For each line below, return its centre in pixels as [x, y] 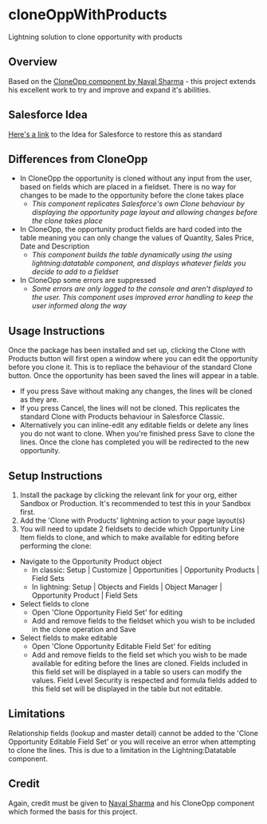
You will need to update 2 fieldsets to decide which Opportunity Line [132, 529]
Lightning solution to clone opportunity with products [96, 37]
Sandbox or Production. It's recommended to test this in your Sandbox [135, 504]
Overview [33, 62]
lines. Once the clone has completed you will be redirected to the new [134, 442]
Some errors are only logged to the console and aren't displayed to [142, 289]
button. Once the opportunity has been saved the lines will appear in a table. [133, 376]
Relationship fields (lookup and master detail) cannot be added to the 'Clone [133, 733]
